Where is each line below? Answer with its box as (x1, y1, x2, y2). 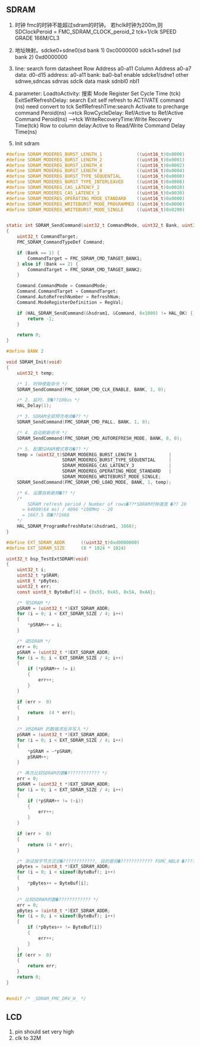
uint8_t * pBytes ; (17, 578, 60, 584)
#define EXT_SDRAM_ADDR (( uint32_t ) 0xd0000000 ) (6, 539, 140, 546)
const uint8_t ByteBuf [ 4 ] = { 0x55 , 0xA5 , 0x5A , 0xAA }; (17, 589, 156, 595)
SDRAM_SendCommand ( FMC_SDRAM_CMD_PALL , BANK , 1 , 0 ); (17, 419, 151, 425)
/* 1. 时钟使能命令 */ (17, 381, 68, 387)
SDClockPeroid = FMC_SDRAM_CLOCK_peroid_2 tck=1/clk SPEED (14, 28, 177, 35)
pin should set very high (14, 1028, 74, 1035)
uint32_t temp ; (17, 370, 55, 376)
